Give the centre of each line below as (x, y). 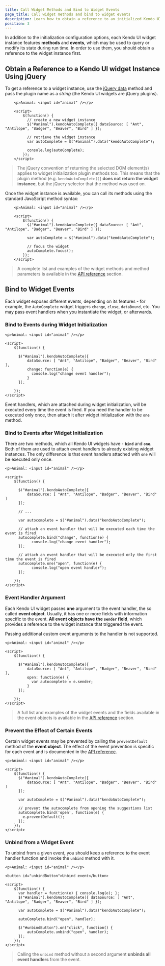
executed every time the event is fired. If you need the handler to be (74, 410)
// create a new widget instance (61, 120)
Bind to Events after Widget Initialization (54, 433)
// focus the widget (48, 247)
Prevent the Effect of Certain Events (49, 730)
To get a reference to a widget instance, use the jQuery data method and (79, 88)
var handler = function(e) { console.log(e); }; (69, 893)
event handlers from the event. (49, 960)
